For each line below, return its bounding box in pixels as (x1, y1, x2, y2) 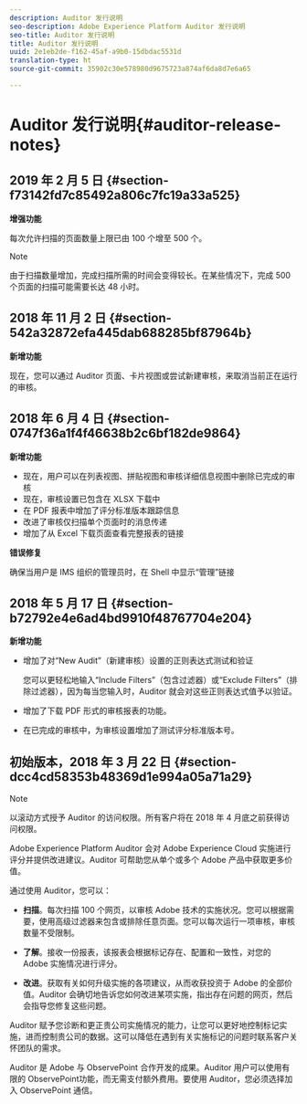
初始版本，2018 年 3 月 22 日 (9, 754, 172, 770)
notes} (9, 134, 62, 155)
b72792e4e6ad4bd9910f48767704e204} (9, 610, 253, 626)
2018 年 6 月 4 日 (9, 411, 105, 426)
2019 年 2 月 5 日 (9, 173, 104, 188)
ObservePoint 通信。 (19, 1085, 98, 1096)
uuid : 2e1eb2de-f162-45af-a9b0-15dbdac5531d (9, 47, 182, 57)
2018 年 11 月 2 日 (9, 310, 107, 326)
